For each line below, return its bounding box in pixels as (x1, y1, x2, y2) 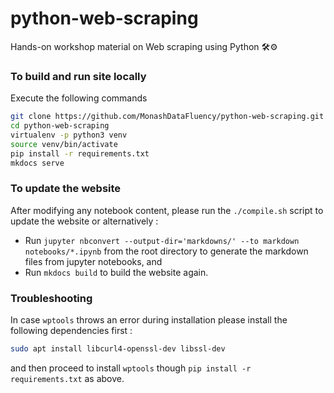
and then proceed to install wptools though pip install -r (10, 362, 252, 374)
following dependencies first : (10, 325, 133, 337)
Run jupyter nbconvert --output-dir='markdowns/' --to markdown (24, 234, 300, 246)
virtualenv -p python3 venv (10, 130, 128, 140)
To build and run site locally (10, 69, 147, 83)
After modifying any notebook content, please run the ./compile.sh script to (10, 204, 324, 216)
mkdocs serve (10, 158, 65, 168)
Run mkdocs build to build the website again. (24, 266, 209, 278)
